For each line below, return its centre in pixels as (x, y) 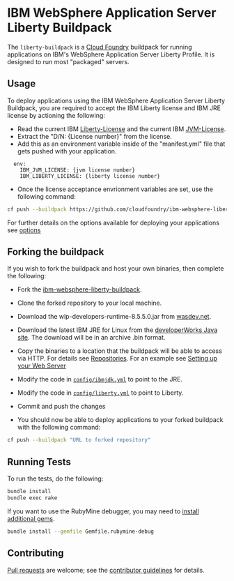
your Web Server (41, 366)
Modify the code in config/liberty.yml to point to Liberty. (100, 393)
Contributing (36, 553)
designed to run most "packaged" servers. (69, 61)
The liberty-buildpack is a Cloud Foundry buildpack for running (100, 47)
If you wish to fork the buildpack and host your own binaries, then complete (116, 269)
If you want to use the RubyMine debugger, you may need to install (103, 511)
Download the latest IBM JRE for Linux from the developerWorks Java (117, 330)
